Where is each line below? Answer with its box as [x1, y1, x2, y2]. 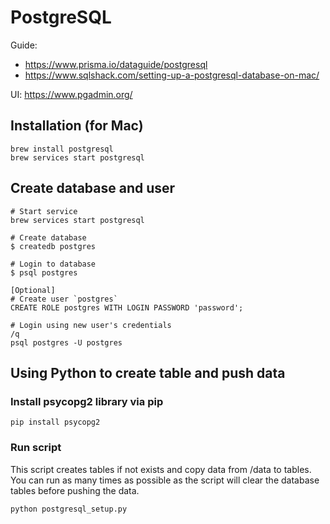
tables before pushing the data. [10, 484, 140, 496]
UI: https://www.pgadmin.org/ [10, 88, 133, 100]
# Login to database [10, 259, 97, 269]
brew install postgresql [10, 144, 114, 154]
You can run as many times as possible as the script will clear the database [10, 474, 320, 486]
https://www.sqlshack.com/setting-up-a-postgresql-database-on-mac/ [24, 69, 320, 81]
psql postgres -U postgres [10, 337, 123, 348]
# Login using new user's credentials [10, 320, 172, 330]
